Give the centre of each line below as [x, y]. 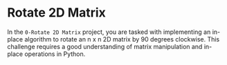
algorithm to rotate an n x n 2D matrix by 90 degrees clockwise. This [122, 39]
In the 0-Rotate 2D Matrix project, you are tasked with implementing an [109, 32]
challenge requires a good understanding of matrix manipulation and [105, 46]
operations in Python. [55, 54]
